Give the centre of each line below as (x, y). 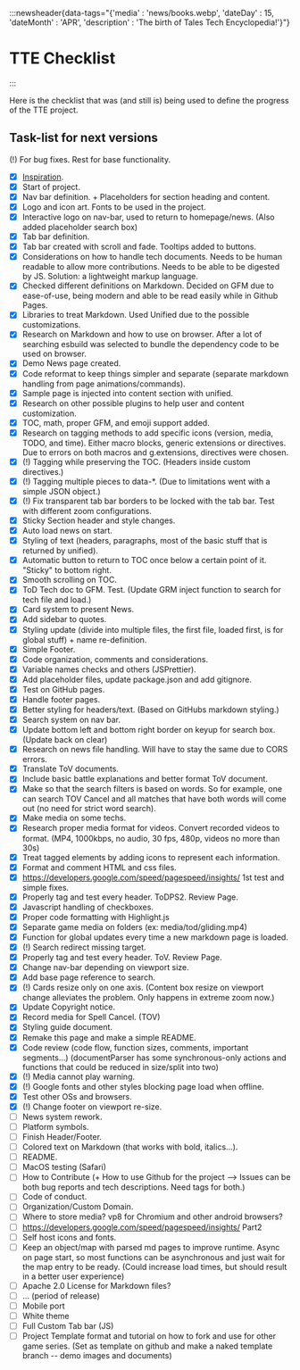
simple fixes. (46, 887)
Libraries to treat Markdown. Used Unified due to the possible (136, 315)
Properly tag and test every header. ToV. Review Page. (122, 958)
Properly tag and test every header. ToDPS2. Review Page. (130, 897)
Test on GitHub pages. (63, 689)
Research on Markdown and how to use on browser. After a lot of (142, 335)
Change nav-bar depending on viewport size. (105, 967)
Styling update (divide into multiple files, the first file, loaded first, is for (153, 629)
